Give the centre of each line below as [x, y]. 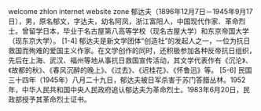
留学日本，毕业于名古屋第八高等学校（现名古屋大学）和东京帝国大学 [139, 31]
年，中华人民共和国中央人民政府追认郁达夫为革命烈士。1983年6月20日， [126, 90]
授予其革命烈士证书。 [56, 99]
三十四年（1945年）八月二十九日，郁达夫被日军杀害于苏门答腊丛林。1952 [127, 80]
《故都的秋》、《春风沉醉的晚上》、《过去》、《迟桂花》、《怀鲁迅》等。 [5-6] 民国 [130, 70]
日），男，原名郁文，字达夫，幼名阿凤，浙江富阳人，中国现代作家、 [117, 21]
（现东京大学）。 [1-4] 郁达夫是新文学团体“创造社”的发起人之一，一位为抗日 [129, 41]
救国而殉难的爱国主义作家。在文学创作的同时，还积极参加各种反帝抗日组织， [132, 50]
